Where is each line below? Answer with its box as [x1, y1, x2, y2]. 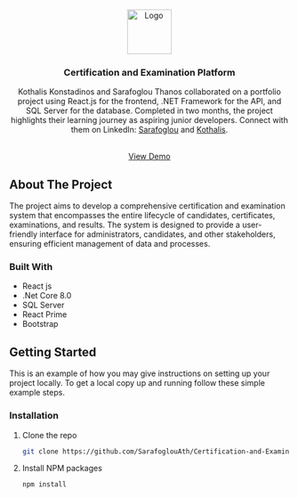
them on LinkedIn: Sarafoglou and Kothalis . [70, 125, 229, 135]
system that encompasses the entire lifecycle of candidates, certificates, [9, 210, 276, 221]
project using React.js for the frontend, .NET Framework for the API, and [17, 96, 282, 107]
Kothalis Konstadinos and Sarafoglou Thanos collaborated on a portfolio [17, 86, 282, 97]
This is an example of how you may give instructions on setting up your [9, 368, 270, 379]
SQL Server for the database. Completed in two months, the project [26, 105, 273, 116]
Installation [9, 410, 60, 422]
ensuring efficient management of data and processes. [9, 239, 211, 249]
